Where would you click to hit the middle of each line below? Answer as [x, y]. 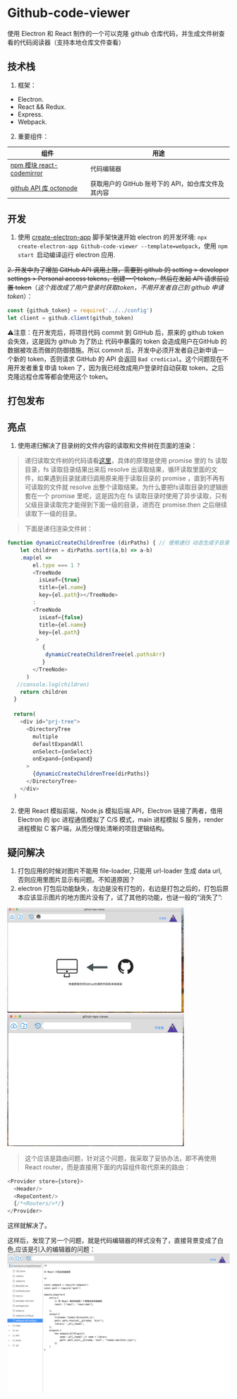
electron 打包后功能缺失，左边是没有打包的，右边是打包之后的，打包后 [120, 889]
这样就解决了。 [29, 1226]
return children [44, 692]
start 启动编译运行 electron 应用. [66, 255]
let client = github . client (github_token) [71, 318]
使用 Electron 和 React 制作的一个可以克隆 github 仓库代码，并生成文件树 [113, 33]
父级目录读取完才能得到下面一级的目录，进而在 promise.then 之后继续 [126, 505]
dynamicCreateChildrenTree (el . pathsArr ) [105, 655]
